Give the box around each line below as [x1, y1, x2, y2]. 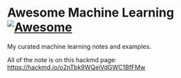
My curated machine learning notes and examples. [7, 42, 152, 50]
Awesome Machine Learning [7, 5, 175, 21]
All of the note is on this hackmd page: [7, 55, 117, 64]
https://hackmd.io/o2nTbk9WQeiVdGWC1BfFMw [7, 63, 146, 71]
